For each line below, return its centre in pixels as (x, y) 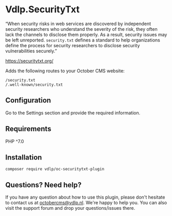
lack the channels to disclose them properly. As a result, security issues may (86, 34)
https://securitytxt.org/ (30, 61)
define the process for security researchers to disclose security (73, 45)
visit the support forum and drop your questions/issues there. (70, 208)
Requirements (28, 129)
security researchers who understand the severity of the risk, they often (81, 29)
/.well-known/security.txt (34, 85)
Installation (24, 157)
